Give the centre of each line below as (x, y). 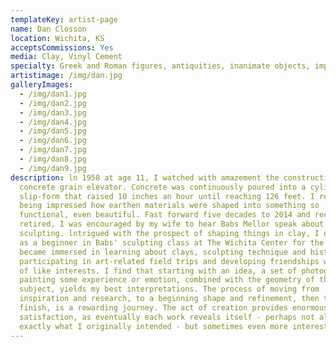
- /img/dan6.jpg (53, 141)
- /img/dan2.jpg (53, 103)
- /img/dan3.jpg (53, 112)
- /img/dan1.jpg (53, 94)
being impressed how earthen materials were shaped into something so (169, 206)
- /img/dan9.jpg (53, 168)
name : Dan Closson (48, 29)
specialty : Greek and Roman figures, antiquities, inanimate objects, (160, 66)
